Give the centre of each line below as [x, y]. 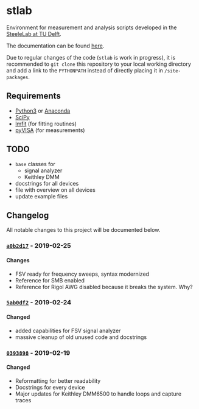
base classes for [35, 164]
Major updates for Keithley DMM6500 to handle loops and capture [98, 394]
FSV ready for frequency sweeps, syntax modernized [82, 274]
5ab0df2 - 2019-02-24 [39, 302]
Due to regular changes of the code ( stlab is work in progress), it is [91, 57]
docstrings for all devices [47, 183]
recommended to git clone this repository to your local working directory [99, 64]
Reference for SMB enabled [50, 280]
